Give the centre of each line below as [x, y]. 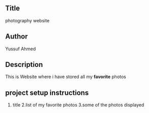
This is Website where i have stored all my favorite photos [66, 77]
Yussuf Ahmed [21, 49]
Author [16, 37]
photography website [27, 20]
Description [24, 65]
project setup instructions [47, 92]
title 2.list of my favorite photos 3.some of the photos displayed [78, 105]
